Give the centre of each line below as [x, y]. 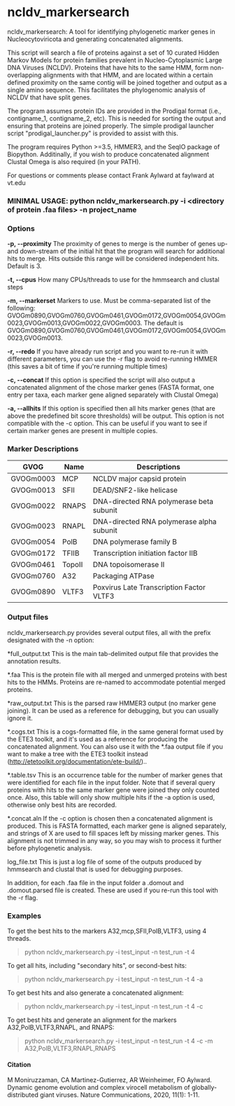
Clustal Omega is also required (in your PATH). [74, 161]
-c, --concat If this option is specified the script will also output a [101, 380]
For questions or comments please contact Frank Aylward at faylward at [111, 175]
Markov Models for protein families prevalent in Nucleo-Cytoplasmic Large [115, 60]
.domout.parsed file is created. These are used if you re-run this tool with [113, 890]
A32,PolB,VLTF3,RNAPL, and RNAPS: [61, 1028]
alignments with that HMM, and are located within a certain [128, 75]
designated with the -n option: [51, 640]
